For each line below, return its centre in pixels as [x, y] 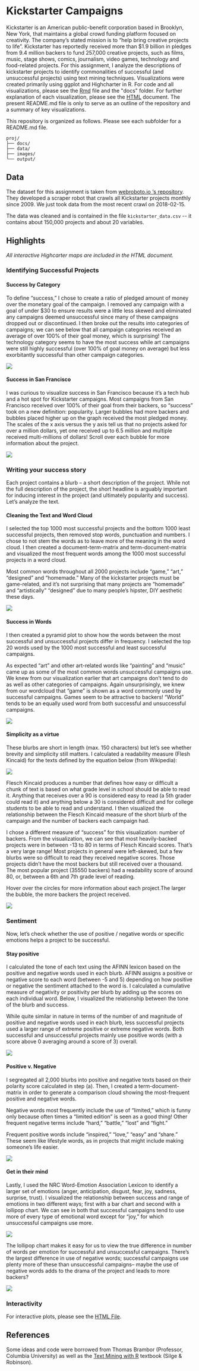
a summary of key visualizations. [46, 109]
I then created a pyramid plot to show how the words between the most [94, 635]
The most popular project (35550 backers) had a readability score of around [99, 870]
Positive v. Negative [31, 1066]
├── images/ [21, 154]
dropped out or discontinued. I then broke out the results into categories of [98, 323]
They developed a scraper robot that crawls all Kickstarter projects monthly [99, 198]
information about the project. [42, 443]
